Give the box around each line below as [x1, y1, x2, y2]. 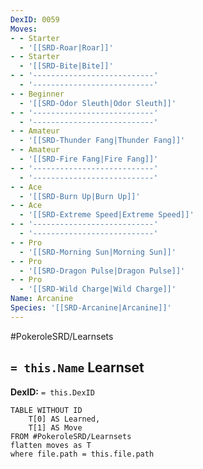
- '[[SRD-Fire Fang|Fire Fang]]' [19, 154, 159, 164]
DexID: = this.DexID [10, 386, 95, 398]
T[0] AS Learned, [28, 414, 101, 424]
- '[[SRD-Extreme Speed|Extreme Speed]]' [19, 210, 195, 220]
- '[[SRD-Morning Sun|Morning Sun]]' [19, 247, 177, 257]
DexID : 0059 [10, 14, 60, 25]
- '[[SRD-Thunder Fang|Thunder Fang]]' [19, 136, 186, 146]
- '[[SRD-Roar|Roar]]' [19, 42, 114, 53]
